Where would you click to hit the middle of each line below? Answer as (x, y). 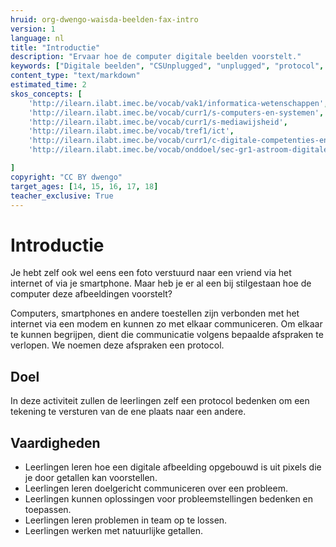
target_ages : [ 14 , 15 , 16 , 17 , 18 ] (84, 186)
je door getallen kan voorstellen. (91, 477)
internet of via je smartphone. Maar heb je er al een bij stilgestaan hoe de (161, 283)
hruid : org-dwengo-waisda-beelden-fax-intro (104, 19)
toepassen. (48, 509)
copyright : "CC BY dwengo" (66, 177)
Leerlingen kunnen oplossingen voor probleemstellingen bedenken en (169, 498)
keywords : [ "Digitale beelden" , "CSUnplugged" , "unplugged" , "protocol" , (167, 66)
